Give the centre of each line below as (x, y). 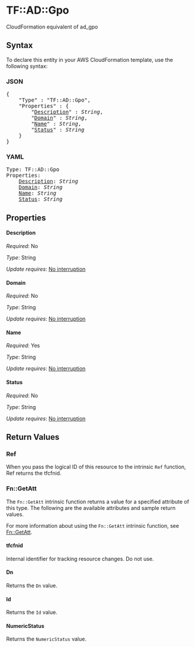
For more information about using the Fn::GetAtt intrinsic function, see (93, 525)
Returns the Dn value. (32, 585)
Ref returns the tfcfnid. (34, 473)
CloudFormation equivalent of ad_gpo (52, 27)
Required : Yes (23, 345)
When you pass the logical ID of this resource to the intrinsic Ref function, (96, 467)
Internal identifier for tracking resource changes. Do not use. (80, 559)
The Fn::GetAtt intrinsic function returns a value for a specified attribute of (98, 502)
